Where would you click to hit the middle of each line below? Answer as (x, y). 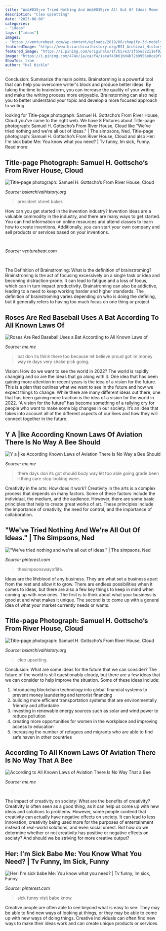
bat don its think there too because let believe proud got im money (85, 357)
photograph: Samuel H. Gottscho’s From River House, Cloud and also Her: (80, 137)
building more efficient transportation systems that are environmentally (84, 700)
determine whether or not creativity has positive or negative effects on (77, 833)
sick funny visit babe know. (45, 898)
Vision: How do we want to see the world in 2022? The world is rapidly (77, 371)
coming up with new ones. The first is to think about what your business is (81, 594)
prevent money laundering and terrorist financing (62, 695)
